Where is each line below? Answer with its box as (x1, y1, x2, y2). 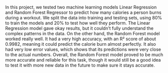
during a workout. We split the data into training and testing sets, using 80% (5, 15, 162, 20)
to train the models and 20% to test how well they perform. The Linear (5, 20, 150, 26)
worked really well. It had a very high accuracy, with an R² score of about (5, 36, 156, 42)
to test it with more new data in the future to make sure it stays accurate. (5, 62, 155, 68)
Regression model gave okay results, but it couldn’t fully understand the (5, 25, 154, 31)
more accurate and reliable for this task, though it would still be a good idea (5, 57, 161, 63)
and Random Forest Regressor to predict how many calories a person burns (5, 9, 161, 15)
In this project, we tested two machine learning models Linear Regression (5, 4, 157, 10)
